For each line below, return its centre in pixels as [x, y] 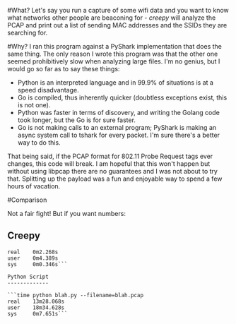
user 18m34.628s [36, 307]
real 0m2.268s [33, 252]
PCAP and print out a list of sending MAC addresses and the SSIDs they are [117, 25]
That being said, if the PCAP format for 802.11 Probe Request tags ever [110, 156]
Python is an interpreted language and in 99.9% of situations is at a [116, 83]
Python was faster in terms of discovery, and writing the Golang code [119, 113]
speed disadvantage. [48, 90]
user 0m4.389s [33, 258]
